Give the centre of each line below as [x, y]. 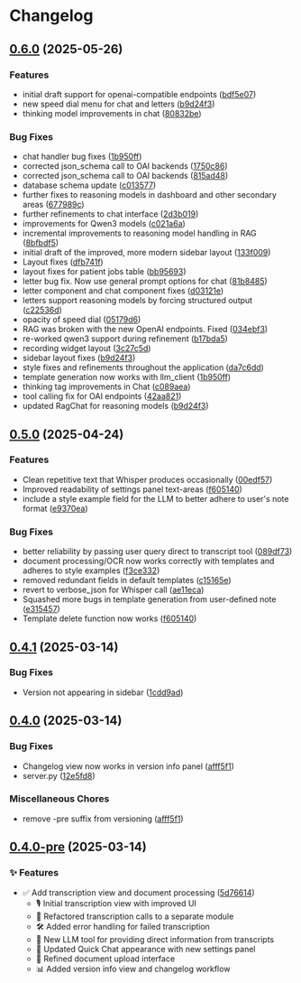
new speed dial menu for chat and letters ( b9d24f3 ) [119, 104]
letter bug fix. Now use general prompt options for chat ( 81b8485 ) [145, 282]
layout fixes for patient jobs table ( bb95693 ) [104, 272]
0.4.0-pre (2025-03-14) [78, 847]
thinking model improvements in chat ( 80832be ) [112, 113]
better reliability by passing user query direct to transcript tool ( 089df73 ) [157, 552]
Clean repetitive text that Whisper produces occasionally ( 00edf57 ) [147, 479]
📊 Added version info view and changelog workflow [133, 969]
